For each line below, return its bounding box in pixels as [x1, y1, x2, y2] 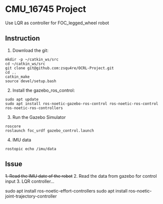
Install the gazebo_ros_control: [12, 87, 75, 93]
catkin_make [5, 74, 30, 79]
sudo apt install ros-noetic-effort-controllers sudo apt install [5, 188, 128, 194]
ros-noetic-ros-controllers [5, 105, 63, 110]
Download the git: [12, 47, 49, 53]
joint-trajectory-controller [5, 193, 57, 199]
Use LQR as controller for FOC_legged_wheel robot [5, 20, 109, 26]
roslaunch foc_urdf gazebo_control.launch [5, 128, 94, 133]
